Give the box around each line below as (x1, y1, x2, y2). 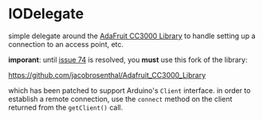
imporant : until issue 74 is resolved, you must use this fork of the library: (8, 55, 248, 64)
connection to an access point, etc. (8, 39, 124, 48)
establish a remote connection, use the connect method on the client (8, 94, 233, 103)
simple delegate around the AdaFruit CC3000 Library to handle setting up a (8, 31, 256, 41)
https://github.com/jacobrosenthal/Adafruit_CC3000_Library (8, 70, 206, 79)
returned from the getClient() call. (8, 103, 124, 112)
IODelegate (8, 5, 84, 23)
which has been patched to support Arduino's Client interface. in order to (8, 85, 251, 95)
